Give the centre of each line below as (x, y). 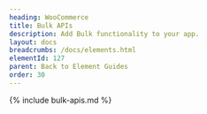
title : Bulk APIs (41, 26)
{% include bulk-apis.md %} (61, 100)
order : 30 (27, 75)
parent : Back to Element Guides (69, 67)
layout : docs (33, 42)
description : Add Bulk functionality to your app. (104, 34)
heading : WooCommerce (49, 17)
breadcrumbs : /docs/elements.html (73, 50)
